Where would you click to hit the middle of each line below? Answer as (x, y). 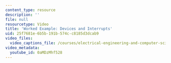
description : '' (22, 15)
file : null (17, 19)
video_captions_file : (33, 43)
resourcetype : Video (27, 24)
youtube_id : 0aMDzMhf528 (36, 52)
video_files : (19, 39)
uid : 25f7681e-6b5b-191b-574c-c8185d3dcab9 (52, 34)
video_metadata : (22, 48)
